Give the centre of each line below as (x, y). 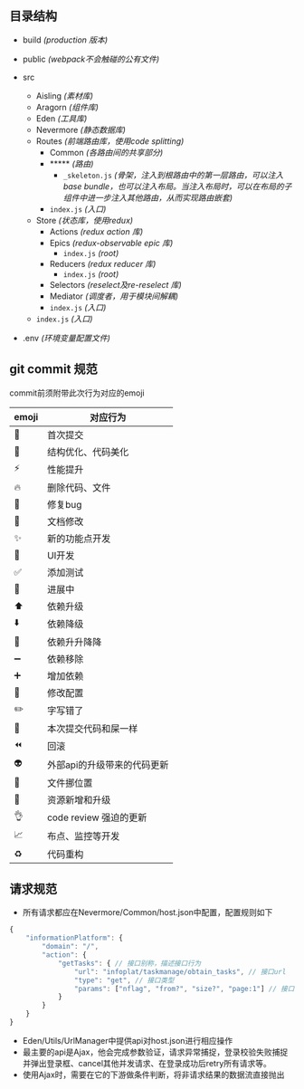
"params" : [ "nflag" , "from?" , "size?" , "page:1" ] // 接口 (184, 989)
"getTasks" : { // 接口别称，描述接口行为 (129, 963)
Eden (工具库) (62, 118)
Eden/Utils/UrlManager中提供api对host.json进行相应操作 (128, 1040)
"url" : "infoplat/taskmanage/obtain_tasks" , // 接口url (180, 971)
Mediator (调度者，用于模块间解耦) (114, 296)
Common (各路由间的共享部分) (106, 152)
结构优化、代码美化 (88, 452)
